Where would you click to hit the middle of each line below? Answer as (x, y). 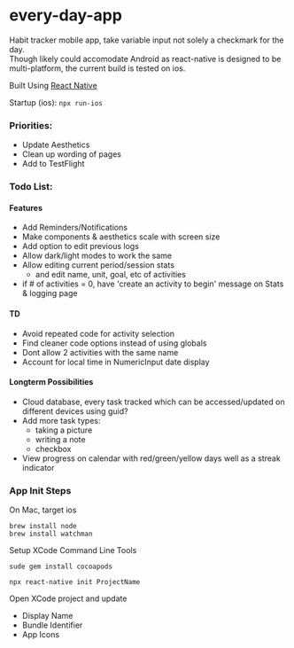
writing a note (60, 439)
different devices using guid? (75, 411)
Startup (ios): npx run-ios (56, 102)
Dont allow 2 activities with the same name (100, 352)
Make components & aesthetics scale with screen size (121, 237)
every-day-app (66, 16)
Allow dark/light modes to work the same (97, 256)
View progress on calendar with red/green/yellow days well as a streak (151, 458)
